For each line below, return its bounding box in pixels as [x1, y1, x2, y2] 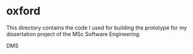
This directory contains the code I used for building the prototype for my [6, 24, 187, 31]
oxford [6, 4, 41, 18]
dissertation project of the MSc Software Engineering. [6, 30, 141, 37]
